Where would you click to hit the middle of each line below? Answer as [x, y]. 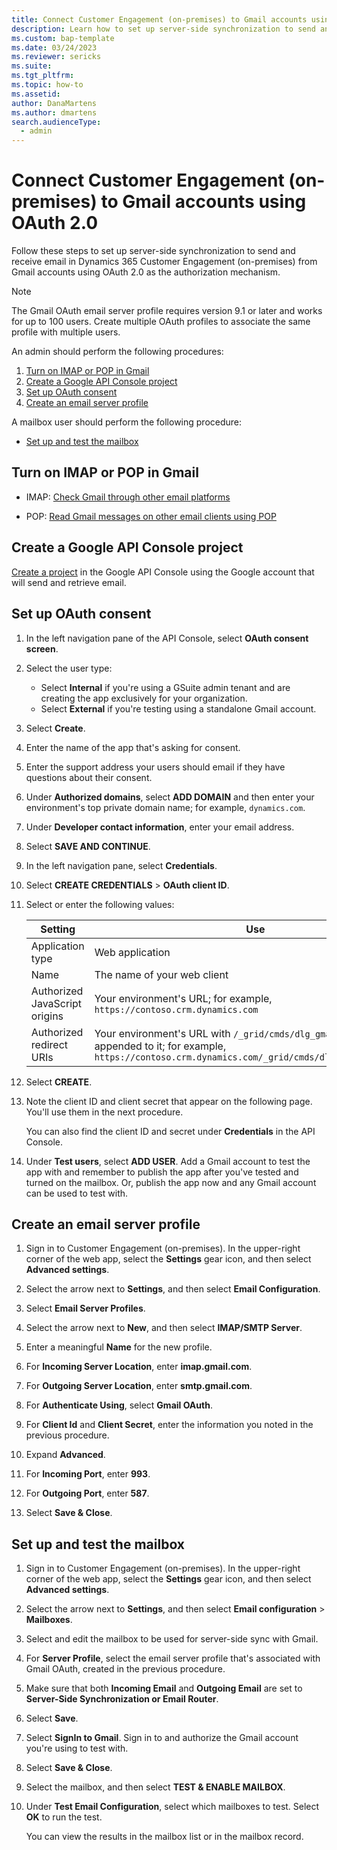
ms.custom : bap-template [63, 38]
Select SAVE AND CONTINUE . [88, 846]
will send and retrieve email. [69, 582]
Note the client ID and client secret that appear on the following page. [169, 1101]
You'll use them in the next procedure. [104, 1112]
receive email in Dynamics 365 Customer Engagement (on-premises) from [164, 262]
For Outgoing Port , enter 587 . [87, 1493]
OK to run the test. [64, 1817]
